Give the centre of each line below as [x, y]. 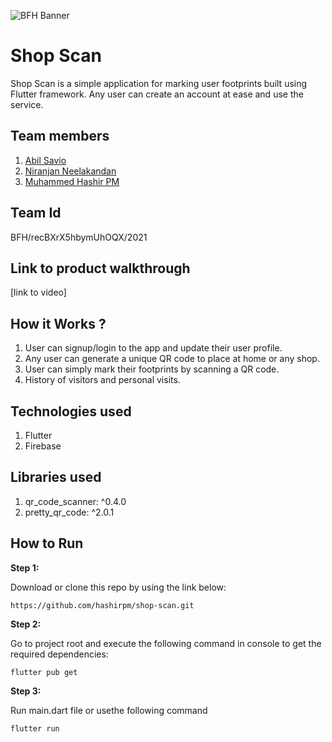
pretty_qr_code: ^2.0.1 [69, 512]
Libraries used [56, 477]
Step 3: [26, 691]
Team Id [36, 213]
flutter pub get [44, 672]
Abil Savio [45, 160]
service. [27, 104]
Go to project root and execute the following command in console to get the [166, 643]
